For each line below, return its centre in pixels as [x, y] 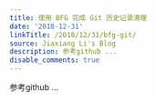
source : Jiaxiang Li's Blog [63, 43]
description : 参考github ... [63, 52]
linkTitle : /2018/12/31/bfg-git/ [73, 35]
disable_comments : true [55, 60]
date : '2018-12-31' [47, 26]
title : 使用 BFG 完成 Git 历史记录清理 [78, 18]
